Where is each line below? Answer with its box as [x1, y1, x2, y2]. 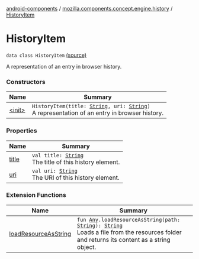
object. [76, 242, 97, 251]
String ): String [76, 222, 123, 229]
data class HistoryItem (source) [6, 51, 87, 59]
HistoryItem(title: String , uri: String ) [31, 103, 150, 110]
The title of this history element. [31, 158, 120, 166]
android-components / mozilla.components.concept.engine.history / [6, 5, 173, 12]
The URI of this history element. [31, 173, 120, 182]
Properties [6, 127, 37, 135]
